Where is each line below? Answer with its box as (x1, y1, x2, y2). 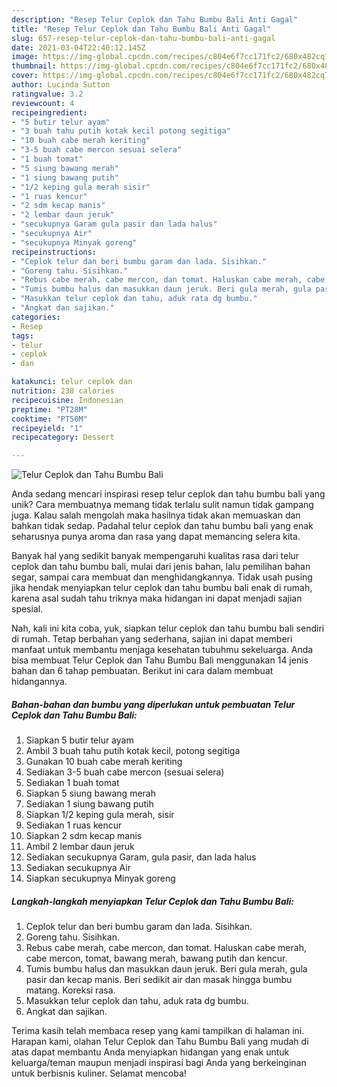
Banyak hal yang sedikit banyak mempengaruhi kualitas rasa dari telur (11, 550, 300, 562)
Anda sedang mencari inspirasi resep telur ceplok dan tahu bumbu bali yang (11, 488, 326, 500)
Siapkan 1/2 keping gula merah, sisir (25, 809, 175, 821)
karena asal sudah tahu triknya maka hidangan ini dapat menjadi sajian (11, 592, 303, 605)
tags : (11, 331, 34, 341)
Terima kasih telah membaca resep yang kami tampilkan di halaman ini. (11, 1025, 305, 1037)
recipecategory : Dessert (11, 432, 115, 443)
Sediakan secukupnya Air (25, 862, 131, 874)
